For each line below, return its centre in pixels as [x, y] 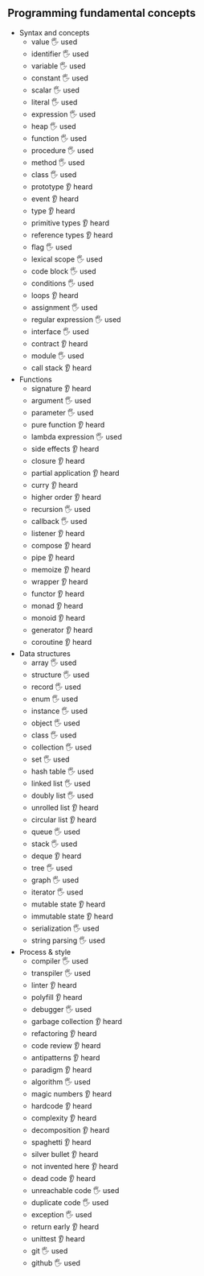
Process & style [45, 952]
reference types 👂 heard [72, 235]
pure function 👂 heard [68, 424]
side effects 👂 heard [65, 448]
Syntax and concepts [54, 32]
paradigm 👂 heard [61, 1069]
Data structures [45, 653]
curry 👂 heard [54, 485]
